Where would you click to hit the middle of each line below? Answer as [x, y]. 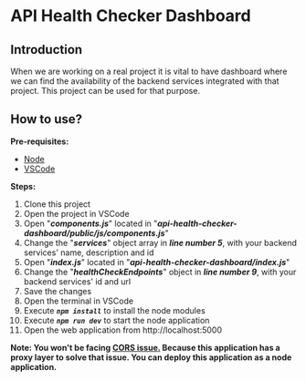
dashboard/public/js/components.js [94, 232]
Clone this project [57, 204]
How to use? [47, 119]
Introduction [47, 50]
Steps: [23, 186]
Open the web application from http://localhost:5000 [123, 330]
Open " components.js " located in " [90, 223]
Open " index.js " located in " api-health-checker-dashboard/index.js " [157, 262]
